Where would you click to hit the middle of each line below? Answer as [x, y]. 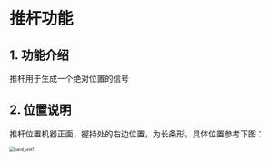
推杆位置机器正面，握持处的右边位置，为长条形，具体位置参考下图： [137, 134]
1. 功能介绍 [40, 55]
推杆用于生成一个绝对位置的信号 [69, 79]
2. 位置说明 [40, 110]
